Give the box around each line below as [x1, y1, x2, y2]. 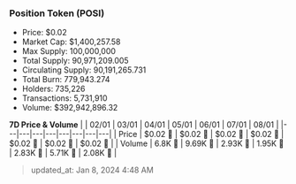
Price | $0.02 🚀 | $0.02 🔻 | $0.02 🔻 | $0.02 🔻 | [118, 129, 285, 140]
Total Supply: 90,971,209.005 [21, 56, 130, 66]
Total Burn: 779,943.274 [21, 74, 110, 85]
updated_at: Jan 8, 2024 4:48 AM [30, 165, 155, 175]
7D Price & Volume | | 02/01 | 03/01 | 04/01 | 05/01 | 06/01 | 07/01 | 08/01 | [9, 119, 279, 130]
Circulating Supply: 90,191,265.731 [21, 65, 147, 75]
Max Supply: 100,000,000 [21, 46, 117, 57]
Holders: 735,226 [21, 83, 86, 95]
